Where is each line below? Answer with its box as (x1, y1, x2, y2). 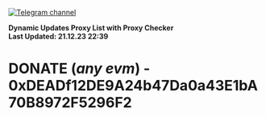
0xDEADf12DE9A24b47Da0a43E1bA (8, 77, 258, 95)
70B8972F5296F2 (8, 94, 132, 112)
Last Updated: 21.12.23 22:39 (8, 32, 109, 41)
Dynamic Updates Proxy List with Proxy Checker (8, 23, 174, 32)
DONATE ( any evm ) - (8, 60, 151, 78)
